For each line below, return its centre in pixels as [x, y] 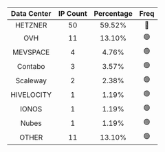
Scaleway [31, 80]
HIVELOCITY [31, 94]
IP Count [73, 13]
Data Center [31, 13]
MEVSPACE [31, 52]
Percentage [113, 13]
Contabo [31, 66]
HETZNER [31, 25]
